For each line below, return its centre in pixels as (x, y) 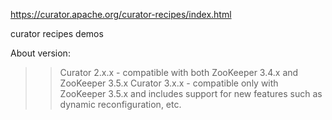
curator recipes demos (57, 33)
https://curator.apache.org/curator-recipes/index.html (121, 14)
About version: (40, 53)
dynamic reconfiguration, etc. (120, 104)
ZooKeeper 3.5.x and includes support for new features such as (191, 93)
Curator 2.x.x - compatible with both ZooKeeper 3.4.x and (179, 72)
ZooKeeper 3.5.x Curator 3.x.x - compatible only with (169, 83)
